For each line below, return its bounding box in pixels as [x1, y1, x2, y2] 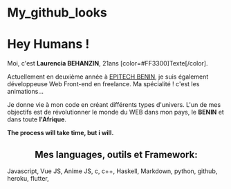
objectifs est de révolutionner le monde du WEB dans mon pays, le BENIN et [7, 108, 225, 117]
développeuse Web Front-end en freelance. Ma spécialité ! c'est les [7, 80, 200, 88]
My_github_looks [7, 5, 107, 21]
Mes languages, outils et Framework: [34, 148, 198, 160]
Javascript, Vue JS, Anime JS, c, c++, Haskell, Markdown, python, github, [7, 167, 218, 175]
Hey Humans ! [7, 37, 90, 52]
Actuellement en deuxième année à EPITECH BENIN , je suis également [7, 72, 209, 81]
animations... [7, 88, 44, 96]
